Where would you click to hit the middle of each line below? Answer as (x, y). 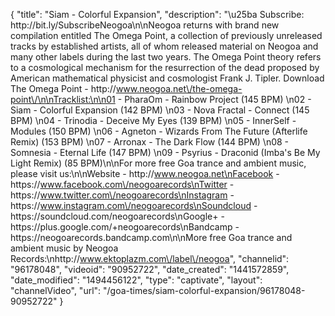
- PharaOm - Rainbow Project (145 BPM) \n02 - (214, 99)
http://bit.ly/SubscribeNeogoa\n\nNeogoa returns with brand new (145, 25)
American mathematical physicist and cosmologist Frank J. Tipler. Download (167, 78)
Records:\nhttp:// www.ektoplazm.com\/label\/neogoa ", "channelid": (150, 258)
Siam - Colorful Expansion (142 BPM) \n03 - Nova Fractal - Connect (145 (160, 110)
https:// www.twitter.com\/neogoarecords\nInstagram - (122, 195)
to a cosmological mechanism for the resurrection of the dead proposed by (165, 67)
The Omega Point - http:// (63, 88)
